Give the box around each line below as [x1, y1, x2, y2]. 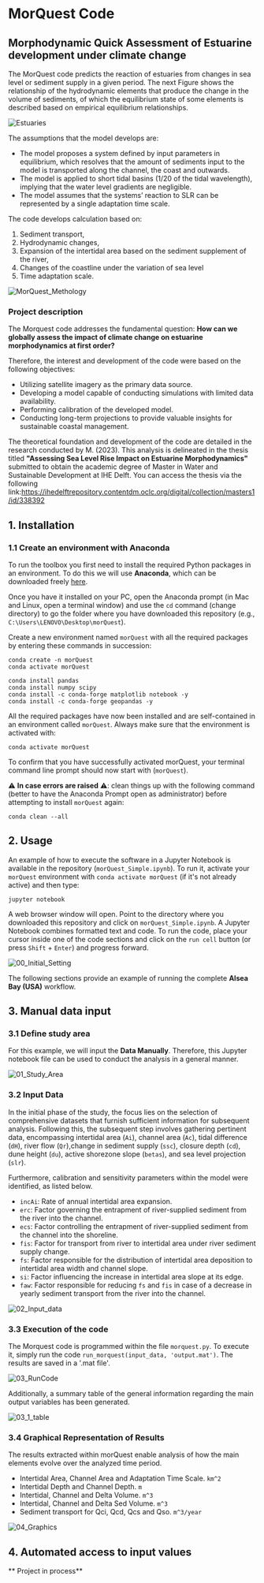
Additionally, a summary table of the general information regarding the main [8, 1389, 254, 1399]
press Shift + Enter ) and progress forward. [8, 943, 149, 952]
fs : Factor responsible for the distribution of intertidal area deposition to [19, 1255, 253, 1265]
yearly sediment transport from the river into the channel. [19, 1288, 206, 1298]
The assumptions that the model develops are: [8, 133, 159, 143]
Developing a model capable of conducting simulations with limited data [19, 388, 254, 398]
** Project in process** [8, 1566, 83, 1576]
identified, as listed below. [8, 1181, 93, 1190]
